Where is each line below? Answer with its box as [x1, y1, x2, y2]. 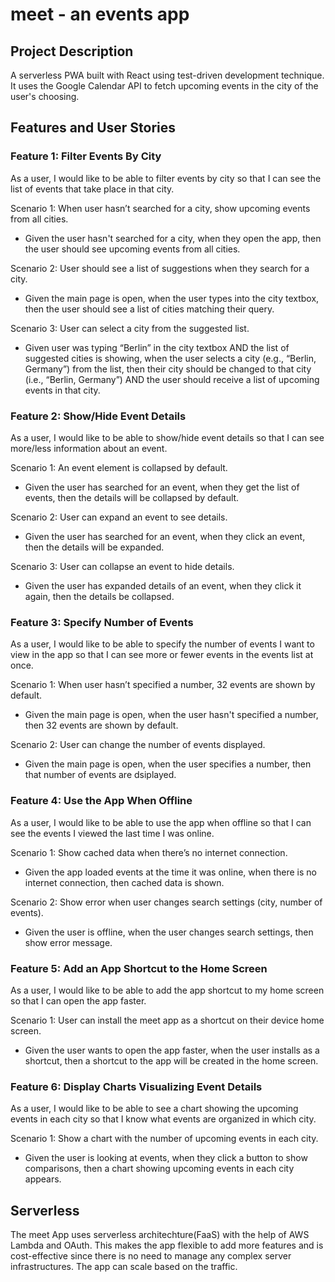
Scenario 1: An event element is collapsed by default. [10, 461, 228, 473]
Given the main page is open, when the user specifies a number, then [24, 758, 312, 770]
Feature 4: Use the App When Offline [10, 794, 193, 808]
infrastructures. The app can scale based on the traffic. [10, 1260, 238, 1272]
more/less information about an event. [10, 442, 168, 454]
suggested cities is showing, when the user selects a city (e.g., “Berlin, [24, 352, 317, 364]
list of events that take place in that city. [10, 183, 175, 195]
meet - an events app [10, 3, 190, 26]
